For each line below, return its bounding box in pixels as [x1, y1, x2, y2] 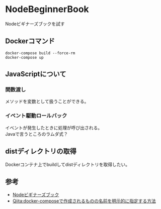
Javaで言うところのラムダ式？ [5, 131, 68, 137]
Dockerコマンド [5, 37, 55, 46]
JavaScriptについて [5, 70, 66, 78]
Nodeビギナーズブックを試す [5, 21, 65, 27]
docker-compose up [5, 55, 44, 60]
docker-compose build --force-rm [5, 50, 75, 56]
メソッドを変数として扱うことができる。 [5, 98, 89, 104]
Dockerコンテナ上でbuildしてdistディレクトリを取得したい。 [5, 161, 130, 167]
